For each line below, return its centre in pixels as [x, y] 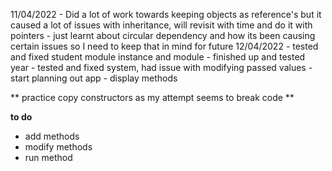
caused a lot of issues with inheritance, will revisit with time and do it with [161, 25]
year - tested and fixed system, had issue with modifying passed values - [161, 67]
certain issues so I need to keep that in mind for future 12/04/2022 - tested [164, 46]
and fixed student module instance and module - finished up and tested [158, 57]
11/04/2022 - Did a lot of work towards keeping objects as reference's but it [166, 14]
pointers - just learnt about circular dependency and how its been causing [163, 35]
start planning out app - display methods [94, 78]
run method [48, 157]
